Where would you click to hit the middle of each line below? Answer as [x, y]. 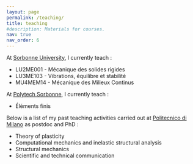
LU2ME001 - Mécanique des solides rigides [70, 70]
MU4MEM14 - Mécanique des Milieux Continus [75, 82]
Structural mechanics [42, 149]
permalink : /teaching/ [35, 18]
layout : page [23, 12]
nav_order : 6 [23, 40]
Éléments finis [33, 106]
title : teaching [27, 23]
